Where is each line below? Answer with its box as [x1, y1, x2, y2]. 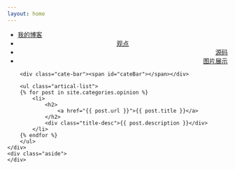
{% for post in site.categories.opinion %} [20, 89, 149, 96]
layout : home [7, 10, 45, 17]
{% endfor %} [20, 132, 58, 139]
